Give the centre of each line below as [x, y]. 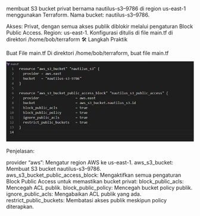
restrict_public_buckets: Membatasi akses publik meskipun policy [87, 200]
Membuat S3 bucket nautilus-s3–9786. [54, 169]
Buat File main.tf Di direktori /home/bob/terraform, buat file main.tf [87, 53]
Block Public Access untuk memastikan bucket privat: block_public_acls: [95, 181]
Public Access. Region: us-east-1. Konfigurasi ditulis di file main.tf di [90, 33]
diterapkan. [20, 207]
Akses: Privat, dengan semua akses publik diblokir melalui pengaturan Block [100, 26]
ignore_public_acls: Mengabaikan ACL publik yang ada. [74, 194]
